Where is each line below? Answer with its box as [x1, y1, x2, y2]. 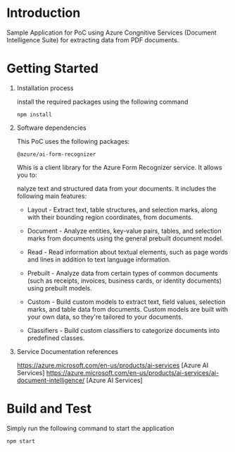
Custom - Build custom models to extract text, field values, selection [27, 298, 226, 306]
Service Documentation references [16, 347, 119, 355]
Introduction [6, 5, 81, 21]
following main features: [16, 192, 87, 200]
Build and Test [6, 401, 92, 417]
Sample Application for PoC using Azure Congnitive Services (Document [6, 28, 217, 37]
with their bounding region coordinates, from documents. [27, 213, 193, 221]
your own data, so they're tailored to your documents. [27, 312, 184, 321]
